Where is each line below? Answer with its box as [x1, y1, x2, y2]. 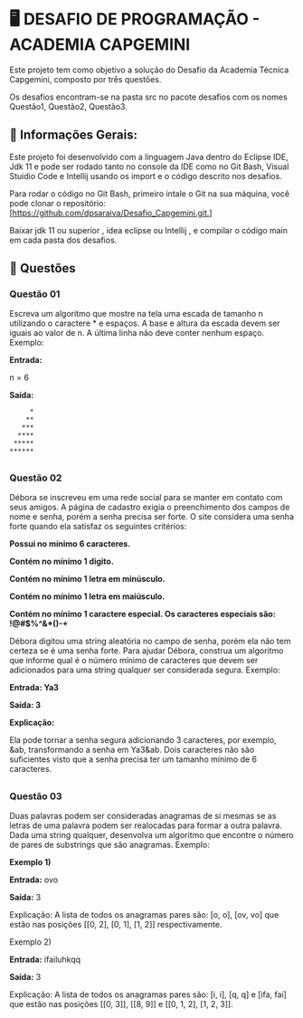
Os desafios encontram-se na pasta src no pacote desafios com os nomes [9, 91, 288, 102]
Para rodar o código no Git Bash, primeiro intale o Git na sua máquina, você [9, 188, 290, 199]
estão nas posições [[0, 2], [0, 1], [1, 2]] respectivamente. [9, 918, 223, 929]
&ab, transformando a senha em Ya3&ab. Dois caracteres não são [9, 745, 255, 756]
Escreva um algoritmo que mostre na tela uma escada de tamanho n [9, 309, 264, 319]
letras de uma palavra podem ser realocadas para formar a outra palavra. [9, 820, 282, 831]
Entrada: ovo [9, 874, 59, 885]
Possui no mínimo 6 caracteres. [9, 538, 131, 549]
